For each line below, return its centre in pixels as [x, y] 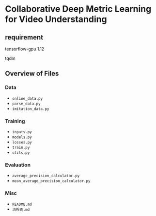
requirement [24, 37]
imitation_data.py [31, 109]
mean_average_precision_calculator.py [51, 181]
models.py [22, 137]
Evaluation [18, 165]
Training [15, 121]
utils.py [21, 153]
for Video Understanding [56, 19]
